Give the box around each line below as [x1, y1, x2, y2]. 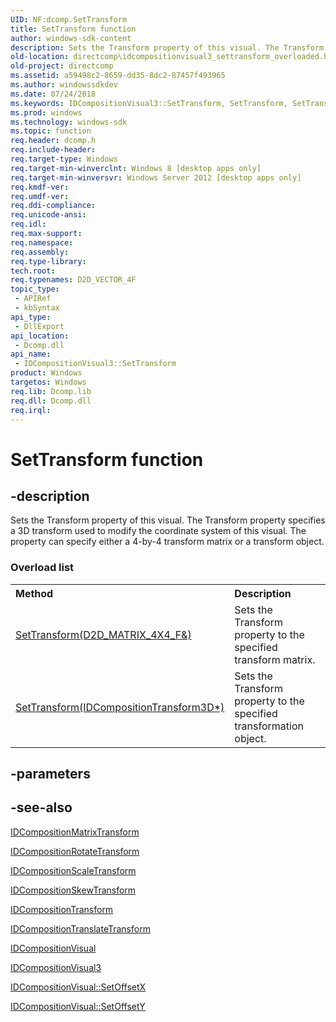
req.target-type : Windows [10, 154, 118, 164]
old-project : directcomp [10, 61, 114, 71]
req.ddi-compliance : [10, 201, 97, 211]
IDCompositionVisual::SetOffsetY [10, 1000, 146, 1012]
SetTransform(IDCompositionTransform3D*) [15, 700, 225, 714]
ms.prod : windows [10, 107, 83, 118]
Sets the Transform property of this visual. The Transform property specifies [10, 514, 326, 526]
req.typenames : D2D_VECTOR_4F [10, 275, 137, 285]
